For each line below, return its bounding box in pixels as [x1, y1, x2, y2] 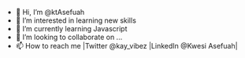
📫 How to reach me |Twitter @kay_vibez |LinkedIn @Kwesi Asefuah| [15, 42, 238, 50]
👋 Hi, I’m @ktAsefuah [15, 8, 85, 16]
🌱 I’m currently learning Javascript [15, 24, 128, 33]
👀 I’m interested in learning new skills [15, 16, 136, 25]
